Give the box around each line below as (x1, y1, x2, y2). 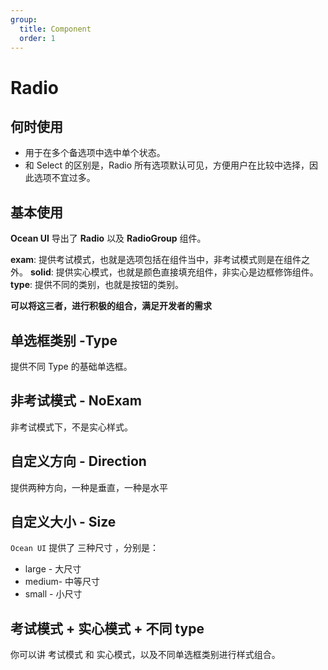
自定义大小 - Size (10, 514, 117, 531)
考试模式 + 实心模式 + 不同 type (10, 620, 205, 637)
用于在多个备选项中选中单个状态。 (24, 147, 166, 159)
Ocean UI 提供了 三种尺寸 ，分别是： (10, 542, 160, 554)
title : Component (19, 24, 92, 34)
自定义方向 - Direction (10, 453, 147, 470)
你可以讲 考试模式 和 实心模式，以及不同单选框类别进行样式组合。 (10, 649, 281, 661)
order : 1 (19, 33, 56, 43)
